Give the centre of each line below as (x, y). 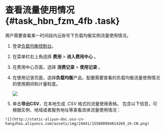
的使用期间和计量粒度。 (36, 84)
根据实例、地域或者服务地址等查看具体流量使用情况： (67, 110)
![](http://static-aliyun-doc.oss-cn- (45, 119)
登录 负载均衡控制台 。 (34, 46)
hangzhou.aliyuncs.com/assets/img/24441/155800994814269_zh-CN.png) (77, 124)
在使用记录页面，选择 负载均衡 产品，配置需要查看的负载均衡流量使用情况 (86, 77)
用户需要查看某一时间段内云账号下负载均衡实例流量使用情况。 (68, 35)
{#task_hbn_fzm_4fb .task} (62, 21)
